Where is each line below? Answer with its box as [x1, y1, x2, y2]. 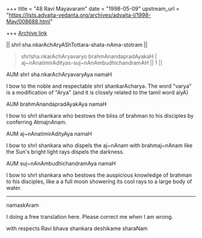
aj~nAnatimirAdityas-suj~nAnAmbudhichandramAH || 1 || [20, 59, 162, 66]
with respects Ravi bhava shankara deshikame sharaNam [6, 225, 148, 232]
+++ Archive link [6, 29, 47, 37]
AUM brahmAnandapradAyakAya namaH [6, 100, 107, 108]
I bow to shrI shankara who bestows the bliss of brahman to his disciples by [6, 112, 194, 119]
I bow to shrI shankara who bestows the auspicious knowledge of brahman [6, 171, 192, 178]
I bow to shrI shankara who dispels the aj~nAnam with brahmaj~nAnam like [6, 142, 193, 149]
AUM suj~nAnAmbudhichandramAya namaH [6, 160, 116, 167]
